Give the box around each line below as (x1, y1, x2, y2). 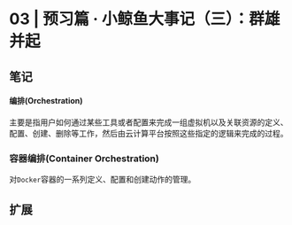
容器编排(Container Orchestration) (9, 152, 159, 165)
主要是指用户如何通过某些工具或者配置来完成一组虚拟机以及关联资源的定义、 (9, 117, 288, 128)
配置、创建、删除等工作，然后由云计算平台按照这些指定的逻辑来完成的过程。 (9, 128, 288, 138)
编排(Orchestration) (9, 96, 83, 106)
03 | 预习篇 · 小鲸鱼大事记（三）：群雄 (9, 9, 280, 29)
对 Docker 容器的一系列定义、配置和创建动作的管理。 (9, 175, 196, 185)
